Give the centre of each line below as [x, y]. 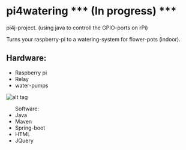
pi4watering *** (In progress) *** [91, 11]
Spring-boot [30, 128]
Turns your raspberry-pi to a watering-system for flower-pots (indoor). [94, 39]
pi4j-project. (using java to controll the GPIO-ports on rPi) [77, 28]
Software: [27, 109]
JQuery [24, 140]
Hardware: [26, 58]
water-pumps [31, 85]
